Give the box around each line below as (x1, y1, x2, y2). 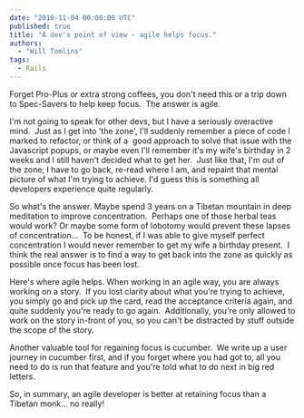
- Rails (17, 64, 47, 73)
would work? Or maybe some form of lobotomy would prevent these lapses (9, 219, 291, 231)
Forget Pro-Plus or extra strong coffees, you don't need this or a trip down (9, 88, 288, 100)
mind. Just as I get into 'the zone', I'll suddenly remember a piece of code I (9, 125, 290, 136)
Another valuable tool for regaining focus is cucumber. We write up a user (9, 342, 288, 353)
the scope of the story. (9, 324, 94, 335)
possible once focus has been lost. (9, 258, 141, 269)
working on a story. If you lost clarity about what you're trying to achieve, (9, 286, 286, 296)
